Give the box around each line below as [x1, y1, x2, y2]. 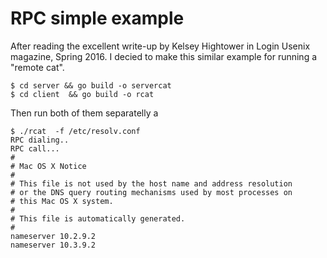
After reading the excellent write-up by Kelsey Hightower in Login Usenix [10, 40, 311, 52]
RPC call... [10, 143, 60, 154]
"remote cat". [10, 61, 65, 73]
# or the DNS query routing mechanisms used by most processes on [10, 187, 293, 197]
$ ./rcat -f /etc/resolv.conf [10, 126, 141, 136]
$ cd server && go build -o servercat [10, 80, 172, 91]
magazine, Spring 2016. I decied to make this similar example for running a [10, 50, 318, 62]
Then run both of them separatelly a [10, 107, 159, 119]
